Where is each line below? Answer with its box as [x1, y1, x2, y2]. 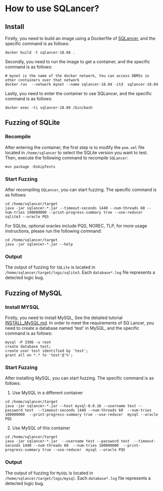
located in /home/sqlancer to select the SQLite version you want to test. [5, 149, 148, 155]
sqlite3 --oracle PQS [5, 214, 49, 219]
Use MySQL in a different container [12, 390, 83, 396]
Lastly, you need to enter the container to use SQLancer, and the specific [5, 91, 152, 96]
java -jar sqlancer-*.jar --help [5, 242, 73, 246]
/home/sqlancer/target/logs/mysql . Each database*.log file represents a [5, 475, 151, 481]
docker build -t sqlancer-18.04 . [5, 50, 76, 55]
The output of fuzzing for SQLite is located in [5, 264, 96, 270]
